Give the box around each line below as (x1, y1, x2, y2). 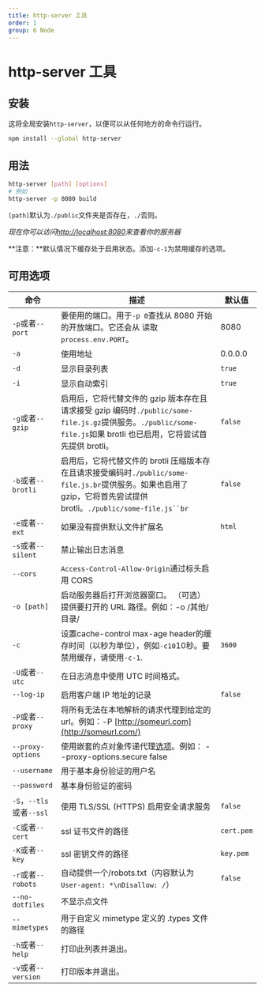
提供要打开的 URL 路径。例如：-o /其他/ (60, 602, 209, 613)
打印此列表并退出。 (60, 943, 132, 954)
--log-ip (12, 689, 45, 699)
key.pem (220, 849, 249, 858)
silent (12, 550, 37, 560)
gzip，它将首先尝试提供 (60, 491, 148, 502)
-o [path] (12, 602, 49, 611)
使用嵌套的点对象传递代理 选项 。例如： (60, 741, 203, 752)
